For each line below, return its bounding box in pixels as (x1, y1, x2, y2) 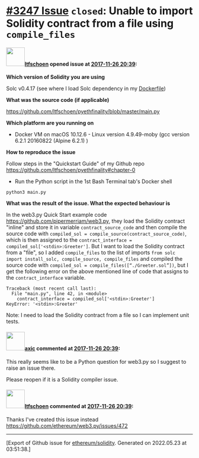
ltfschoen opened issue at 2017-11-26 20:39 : (24, 60, 137, 68)
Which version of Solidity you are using (6, 73, 105, 81)
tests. (6, 318, 20, 325)
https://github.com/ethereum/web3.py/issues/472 (6, 422, 129, 429)
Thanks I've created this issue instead (6, 416, 99, 423)
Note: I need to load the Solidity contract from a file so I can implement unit (6, 312, 190, 319)
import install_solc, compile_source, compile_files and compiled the (6, 255, 183, 262)
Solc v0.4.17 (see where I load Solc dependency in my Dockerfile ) (6, 85, 166, 92)
